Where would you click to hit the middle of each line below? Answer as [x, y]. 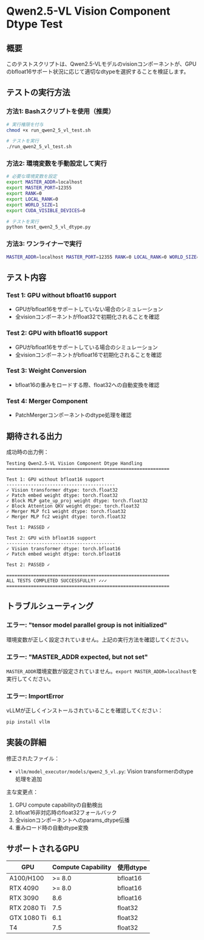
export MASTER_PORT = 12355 [39, 188]
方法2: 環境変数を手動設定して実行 [57, 164]
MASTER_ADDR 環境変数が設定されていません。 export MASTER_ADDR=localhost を [102, 671]
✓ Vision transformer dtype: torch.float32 [62, 490]
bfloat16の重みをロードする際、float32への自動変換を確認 [87, 384]
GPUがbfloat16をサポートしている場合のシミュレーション [87, 347]
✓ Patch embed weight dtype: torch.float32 [62, 495]
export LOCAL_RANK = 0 [32, 199]
